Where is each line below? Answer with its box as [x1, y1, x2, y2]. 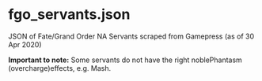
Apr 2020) [8, 39, 42, 49]
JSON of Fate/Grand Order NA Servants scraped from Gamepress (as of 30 [8, 31, 255, 41]
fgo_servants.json [8, 6, 131, 24]
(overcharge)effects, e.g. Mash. [8, 63, 112, 72]
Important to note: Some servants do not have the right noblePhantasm [8, 55, 243, 64]
